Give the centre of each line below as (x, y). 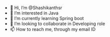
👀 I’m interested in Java (34, 13)
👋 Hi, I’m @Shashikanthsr (36, 8)
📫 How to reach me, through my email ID (53, 29)
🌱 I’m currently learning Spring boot (47, 18)
